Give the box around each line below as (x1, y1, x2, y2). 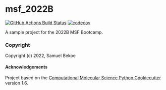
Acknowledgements (5, 64, 48, 70)
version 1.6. (5, 80, 29, 86)
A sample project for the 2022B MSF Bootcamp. (5, 29, 103, 35)
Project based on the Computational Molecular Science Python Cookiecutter (5, 75, 161, 81)
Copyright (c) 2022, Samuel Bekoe (5, 53, 76, 59)
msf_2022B (5, 3, 54, 15)
